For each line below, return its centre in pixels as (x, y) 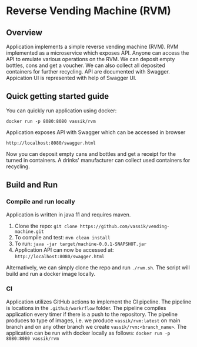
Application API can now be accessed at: (64, 250)
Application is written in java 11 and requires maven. (69, 214)
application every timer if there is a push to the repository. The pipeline (92, 314)
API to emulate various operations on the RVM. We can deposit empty (91, 59)
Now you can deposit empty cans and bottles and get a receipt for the (91, 154)
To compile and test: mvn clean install (62, 237)
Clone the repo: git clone (46, 226)
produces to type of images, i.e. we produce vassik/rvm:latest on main (93, 320)
